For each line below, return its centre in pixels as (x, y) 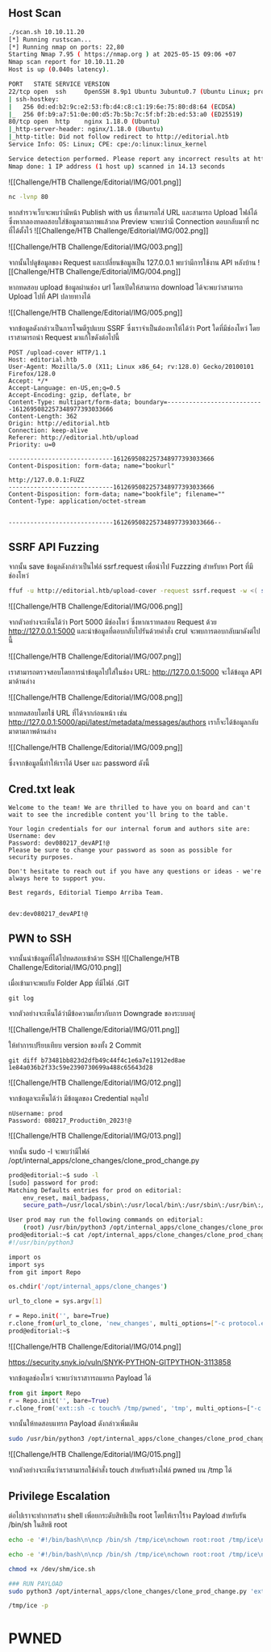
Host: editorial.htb (43, 359)
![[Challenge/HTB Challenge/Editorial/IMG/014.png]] (95, 1346)
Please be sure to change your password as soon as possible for (120, 850)
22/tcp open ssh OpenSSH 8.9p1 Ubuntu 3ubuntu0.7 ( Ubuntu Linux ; (129, 91)
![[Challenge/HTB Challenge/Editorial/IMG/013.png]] (95, 1135)
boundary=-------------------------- (198, 402)
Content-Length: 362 (43, 416)
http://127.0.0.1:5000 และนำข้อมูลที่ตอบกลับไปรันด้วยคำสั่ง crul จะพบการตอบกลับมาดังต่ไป (134, 631)
